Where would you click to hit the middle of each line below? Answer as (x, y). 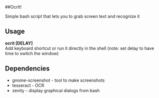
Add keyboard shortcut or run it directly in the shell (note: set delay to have (80, 48)
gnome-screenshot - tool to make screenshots (58, 80)
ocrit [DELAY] (19, 43)
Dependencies (27, 69)
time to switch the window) (32, 53)
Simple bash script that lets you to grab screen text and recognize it (72, 16)
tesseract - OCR (28, 85)
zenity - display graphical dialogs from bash (56, 90)
